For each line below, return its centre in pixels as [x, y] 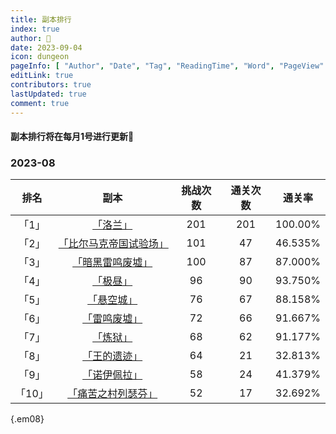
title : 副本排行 [41, 19]
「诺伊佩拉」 [112, 375]
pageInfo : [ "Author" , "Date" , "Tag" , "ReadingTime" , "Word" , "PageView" [167, 66]
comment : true [40, 103]
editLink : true [42, 76]
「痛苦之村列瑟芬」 [112, 394]
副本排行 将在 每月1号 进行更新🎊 [72, 137]
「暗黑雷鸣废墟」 [112, 263]
